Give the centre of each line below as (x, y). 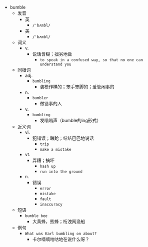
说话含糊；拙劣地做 (52, 54)
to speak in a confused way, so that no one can (91, 60)
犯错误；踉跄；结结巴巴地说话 (63, 138)
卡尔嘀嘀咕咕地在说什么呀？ (61, 239)
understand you (55, 64)
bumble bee (36, 216)
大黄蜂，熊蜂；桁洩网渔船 (59, 221)
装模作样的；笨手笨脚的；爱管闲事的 (77, 87)
